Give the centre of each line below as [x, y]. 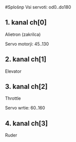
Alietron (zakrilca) [23, 34]
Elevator [13, 71]
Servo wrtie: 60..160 [25, 108]
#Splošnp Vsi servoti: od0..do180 [38, 7]
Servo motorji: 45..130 [27, 44]
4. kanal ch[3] [26, 123]
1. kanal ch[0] [26, 22]
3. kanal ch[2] [26, 87]
